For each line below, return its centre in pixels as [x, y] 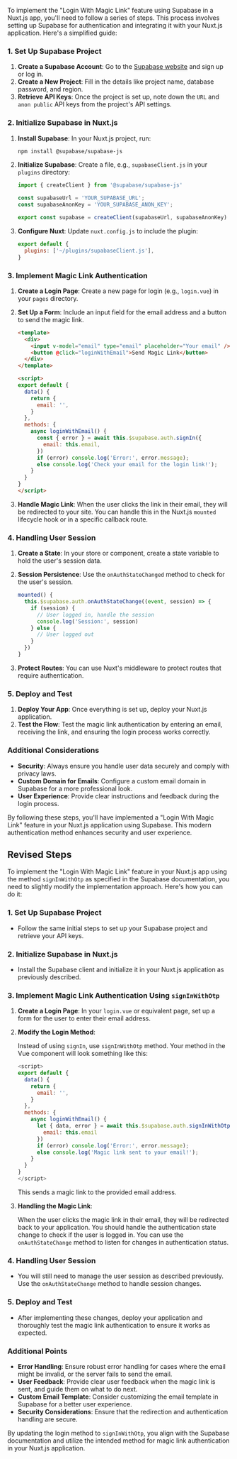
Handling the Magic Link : [55, 1206]
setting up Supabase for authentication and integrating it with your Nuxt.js [115, 25]
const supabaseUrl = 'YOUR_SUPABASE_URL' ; [81, 198]
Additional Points [37, 1351]
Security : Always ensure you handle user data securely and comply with [123, 766]
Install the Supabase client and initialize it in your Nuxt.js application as [121, 969]
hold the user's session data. [60, 561]
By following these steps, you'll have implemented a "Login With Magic [111, 817]
